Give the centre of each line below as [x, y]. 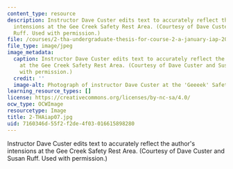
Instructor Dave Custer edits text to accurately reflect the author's [101, 143]
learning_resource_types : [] [49, 91]
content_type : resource [42, 14]
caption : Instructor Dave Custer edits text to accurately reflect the [119, 59]
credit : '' [29, 78]
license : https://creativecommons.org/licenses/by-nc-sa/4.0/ [99, 98]
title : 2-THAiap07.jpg [40, 117]
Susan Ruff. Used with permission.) [57, 158]
